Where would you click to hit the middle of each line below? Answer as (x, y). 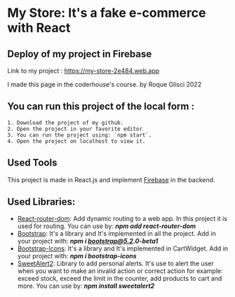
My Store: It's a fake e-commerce (107, 13)
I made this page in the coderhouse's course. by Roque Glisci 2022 (105, 84)
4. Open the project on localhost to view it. (76, 141)
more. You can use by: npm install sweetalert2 (86, 286)
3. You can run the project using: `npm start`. (80, 135)
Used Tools (32, 163)
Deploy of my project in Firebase (80, 54)
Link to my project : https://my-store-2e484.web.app (83, 71)
